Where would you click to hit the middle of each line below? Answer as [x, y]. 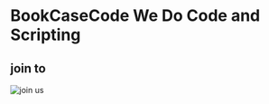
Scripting [46, 35]
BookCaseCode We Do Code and [135, 16]
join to [28, 68]
